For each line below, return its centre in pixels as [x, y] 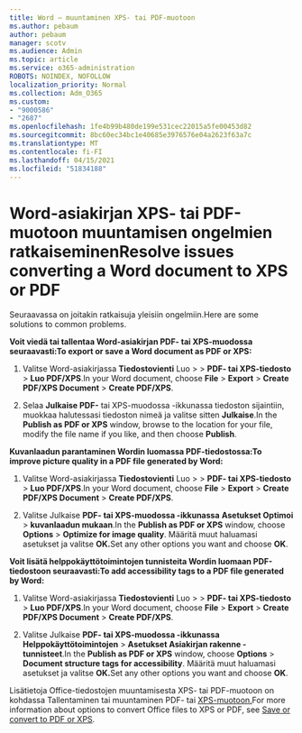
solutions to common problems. [68, 325]
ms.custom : [30, 101]
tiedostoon [30, 571]
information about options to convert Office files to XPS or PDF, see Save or [150, 710]
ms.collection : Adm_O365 [56, 93]
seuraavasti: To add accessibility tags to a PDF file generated [168, 571]
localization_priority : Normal [68, 85]
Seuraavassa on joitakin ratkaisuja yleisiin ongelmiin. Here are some [134, 315]
